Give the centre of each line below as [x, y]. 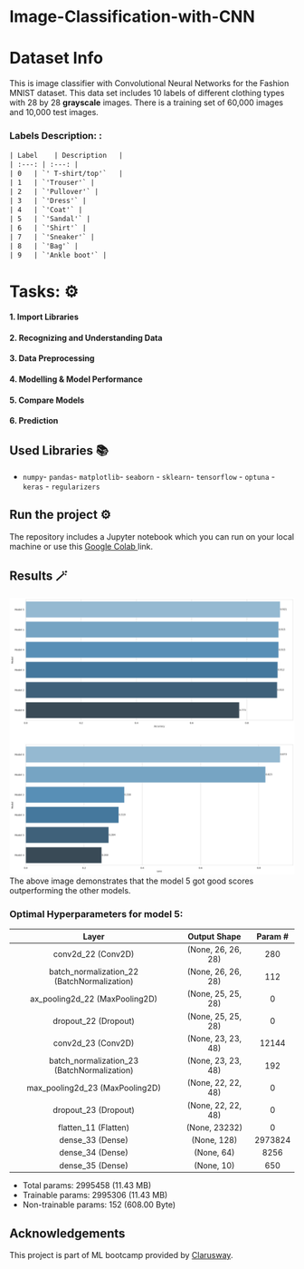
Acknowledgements [67, 1233]
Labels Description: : [56, 136]
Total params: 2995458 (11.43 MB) [87, 1186]
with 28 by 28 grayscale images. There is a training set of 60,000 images [146, 102]
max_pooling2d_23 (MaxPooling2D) [94, 1088]
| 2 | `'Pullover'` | [54, 192]
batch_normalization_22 [94, 971]
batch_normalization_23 [94, 1061]
